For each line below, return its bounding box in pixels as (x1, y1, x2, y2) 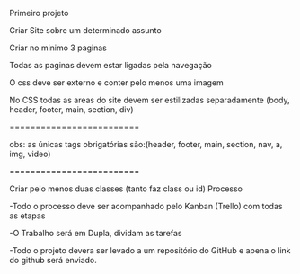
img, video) (9, 148, 51, 159)
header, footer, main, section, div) (9, 104, 134, 115)
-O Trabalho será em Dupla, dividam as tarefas (9, 228, 182, 238)
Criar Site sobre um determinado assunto (9, 25, 162, 35)
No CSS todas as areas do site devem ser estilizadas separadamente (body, (9, 94, 290, 105)
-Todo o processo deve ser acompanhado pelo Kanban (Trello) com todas (9, 201, 283, 211)
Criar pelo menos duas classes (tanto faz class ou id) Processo (9, 183, 243, 194)
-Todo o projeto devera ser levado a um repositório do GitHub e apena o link (9, 245, 291, 255)
